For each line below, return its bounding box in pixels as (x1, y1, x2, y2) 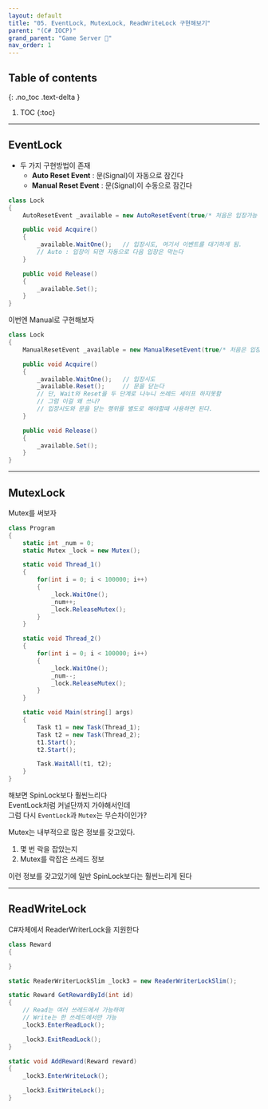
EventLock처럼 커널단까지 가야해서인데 (8, 801, 131, 810)
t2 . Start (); (37, 745, 77, 753)
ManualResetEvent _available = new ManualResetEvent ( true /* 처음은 (22, 345, 246, 354)
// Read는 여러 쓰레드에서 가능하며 (22, 1006, 124, 1015)
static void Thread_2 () (22, 634, 102, 643)
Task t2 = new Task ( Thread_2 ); (37, 730, 141, 739)
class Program (8, 524, 56, 532)
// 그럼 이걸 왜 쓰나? (37, 397, 100, 406)
